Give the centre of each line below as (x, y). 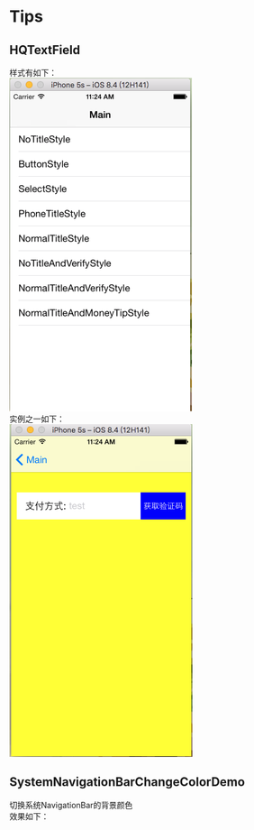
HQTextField (45, 50)
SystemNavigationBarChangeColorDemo (127, 782)
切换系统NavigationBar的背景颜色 (71, 805)
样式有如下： (33, 73)
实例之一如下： (37, 419)
